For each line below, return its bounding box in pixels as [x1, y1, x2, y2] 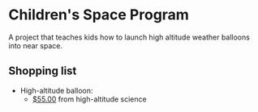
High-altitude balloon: [19, 85, 93, 95]
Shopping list [8, 64, 77, 78]
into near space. [8, 40, 63, 50]
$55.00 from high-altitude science [32, 94, 148, 104]
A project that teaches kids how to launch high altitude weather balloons [8, 32, 250, 42]
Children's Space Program [8, 6, 189, 24]
